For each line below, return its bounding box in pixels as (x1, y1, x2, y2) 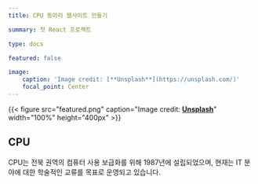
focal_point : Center (22, 83, 89, 91)
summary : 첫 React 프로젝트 (8, 25, 92, 34)
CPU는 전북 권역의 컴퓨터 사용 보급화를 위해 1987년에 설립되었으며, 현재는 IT (8, 157, 243, 167)
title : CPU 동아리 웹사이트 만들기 (8, 11, 108, 20)
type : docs (8, 40, 44, 48)
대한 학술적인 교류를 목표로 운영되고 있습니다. (22, 167, 162, 177)
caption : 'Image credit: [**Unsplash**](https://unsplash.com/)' (22, 75, 241, 83)
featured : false (8, 54, 61, 62)
